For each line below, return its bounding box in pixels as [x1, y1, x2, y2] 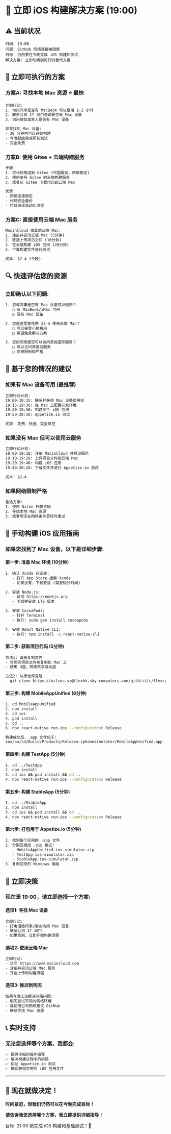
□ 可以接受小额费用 [12, 326, 47, 331]
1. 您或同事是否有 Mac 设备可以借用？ [5, 302, 77, 308]
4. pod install [5, 716, 38, 721]
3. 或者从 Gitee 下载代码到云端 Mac [5, 180, 75, 185]
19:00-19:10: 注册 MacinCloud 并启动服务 [5, 451, 89, 456]
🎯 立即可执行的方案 [5, 72, 65, 82]
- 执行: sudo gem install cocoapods [12, 618, 89, 623]
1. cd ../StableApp [5, 800, 47, 805]
